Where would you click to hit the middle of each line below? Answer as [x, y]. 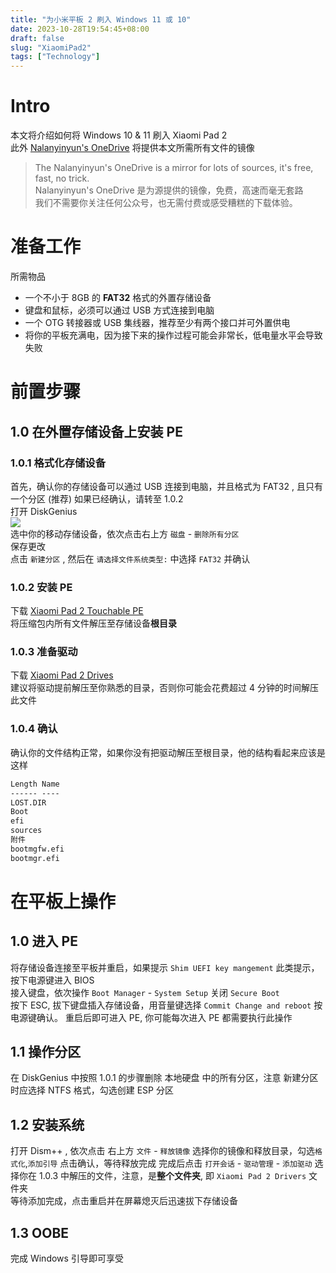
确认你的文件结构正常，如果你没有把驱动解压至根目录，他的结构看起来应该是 [168, 752]
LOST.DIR [28, 802]
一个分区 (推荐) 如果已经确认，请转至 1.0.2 [97, 498]
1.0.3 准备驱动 [44, 652]
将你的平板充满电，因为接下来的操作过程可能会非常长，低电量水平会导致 [173, 335]
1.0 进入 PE [44, 941]
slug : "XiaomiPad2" [51, 47]
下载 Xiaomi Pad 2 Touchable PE [77, 611]
